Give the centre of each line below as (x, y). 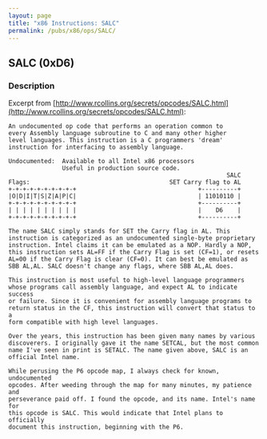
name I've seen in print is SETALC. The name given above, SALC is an (128, 350)
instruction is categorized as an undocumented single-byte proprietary (132, 238)
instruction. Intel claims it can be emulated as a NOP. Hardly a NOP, (130, 245)
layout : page (30, 16)
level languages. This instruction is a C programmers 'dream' (116, 141)
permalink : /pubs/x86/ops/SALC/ (62, 30)
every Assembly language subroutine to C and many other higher (118, 134)
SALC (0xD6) (41, 63)
